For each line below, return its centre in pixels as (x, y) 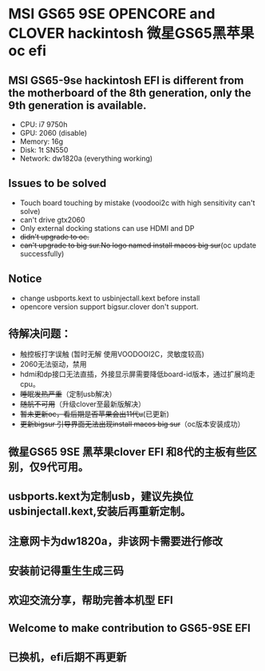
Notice (25, 279)
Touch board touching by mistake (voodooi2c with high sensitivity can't (137, 202)
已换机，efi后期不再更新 (67, 657)
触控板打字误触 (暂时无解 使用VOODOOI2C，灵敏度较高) (112, 354)
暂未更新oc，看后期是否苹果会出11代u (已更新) (95, 414)
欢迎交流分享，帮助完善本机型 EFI (91, 600)
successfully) (42, 253)
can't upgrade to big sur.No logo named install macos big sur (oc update (138, 245)
